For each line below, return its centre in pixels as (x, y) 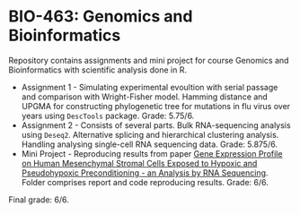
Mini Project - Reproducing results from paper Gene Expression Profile (152, 153)
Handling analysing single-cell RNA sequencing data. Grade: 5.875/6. (149, 144)
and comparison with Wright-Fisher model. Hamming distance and (145, 97)
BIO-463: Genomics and (101, 17)
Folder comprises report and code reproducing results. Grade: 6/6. (145, 182)
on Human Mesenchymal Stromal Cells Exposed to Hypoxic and (139, 163)
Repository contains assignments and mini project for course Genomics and (149, 60)
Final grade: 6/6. (39, 200)
